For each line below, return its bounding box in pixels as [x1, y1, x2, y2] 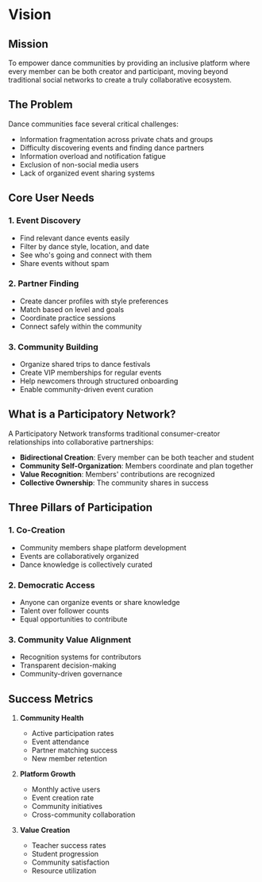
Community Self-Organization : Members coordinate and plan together [19, 460, 254, 470]
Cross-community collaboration [31, 810, 136, 819]
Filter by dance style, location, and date [19, 241, 149, 251]
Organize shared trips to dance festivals [19, 360, 151, 369]
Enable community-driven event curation [19, 385, 153, 395]
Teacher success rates [31, 841, 107, 850]
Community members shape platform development [19, 542, 187, 553]
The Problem [8, 98, 73, 112]
